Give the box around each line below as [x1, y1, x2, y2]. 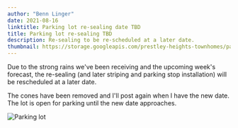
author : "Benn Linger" [7, 10, 74, 18]
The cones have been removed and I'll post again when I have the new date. [7, 91, 230, 100]
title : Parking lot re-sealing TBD [7, 30, 113, 37]
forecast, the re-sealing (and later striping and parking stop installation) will [7, 70, 227, 78]
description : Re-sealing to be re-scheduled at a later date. [7, 37, 195, 44]
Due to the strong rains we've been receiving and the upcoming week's [7, 63, 216, 71]
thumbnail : [7, 43, 40, 50]
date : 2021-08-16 [7, 17, 59, 24]
